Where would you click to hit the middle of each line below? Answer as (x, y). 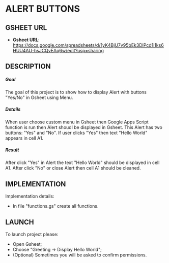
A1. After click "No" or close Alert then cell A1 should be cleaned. (73, 168)
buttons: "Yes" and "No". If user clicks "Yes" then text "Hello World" (76, 133)
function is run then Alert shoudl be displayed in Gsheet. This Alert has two (84, 127)
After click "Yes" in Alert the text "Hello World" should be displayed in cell (82, 162)
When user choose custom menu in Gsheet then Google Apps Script (77, 122)
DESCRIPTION (28, 67)
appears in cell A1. (24, 138)
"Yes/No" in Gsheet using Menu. (39, 97)
